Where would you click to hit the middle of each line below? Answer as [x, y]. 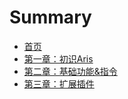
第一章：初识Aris [58, 58]
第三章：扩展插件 [59, 83]
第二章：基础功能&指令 [70, 71]
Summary [50, 17]
